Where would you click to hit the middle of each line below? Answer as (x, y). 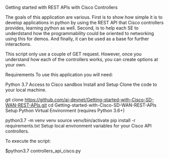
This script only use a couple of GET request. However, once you (73, 54)
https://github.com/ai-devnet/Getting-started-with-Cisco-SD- (89, 100)
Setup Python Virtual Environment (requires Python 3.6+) (65, 110)
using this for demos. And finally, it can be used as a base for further (77, 39)
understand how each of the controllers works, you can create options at (82, 59)
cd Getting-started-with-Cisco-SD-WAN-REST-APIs (102, 105)
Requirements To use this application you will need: (59, 75)
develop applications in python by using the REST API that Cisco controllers (84, 23)
